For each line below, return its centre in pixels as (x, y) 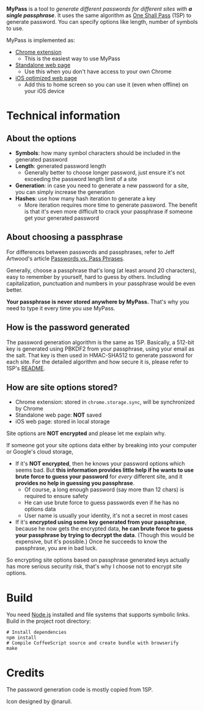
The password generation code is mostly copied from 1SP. (80, 690)
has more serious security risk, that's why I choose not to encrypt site (94, 567)
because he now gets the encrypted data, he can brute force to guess (104, 529)
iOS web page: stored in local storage (62, 422)
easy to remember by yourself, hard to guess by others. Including (89, 277)
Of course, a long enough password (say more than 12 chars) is (104, 490)
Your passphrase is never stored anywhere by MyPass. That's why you (98, 302)
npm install (21, 638)
